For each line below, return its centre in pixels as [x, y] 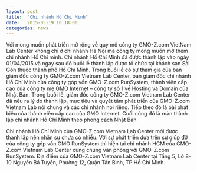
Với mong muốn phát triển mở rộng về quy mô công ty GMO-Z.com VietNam [99, 45]
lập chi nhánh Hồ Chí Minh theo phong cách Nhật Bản [71, 120]
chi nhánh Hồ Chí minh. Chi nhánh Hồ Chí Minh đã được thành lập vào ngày [98, 57]
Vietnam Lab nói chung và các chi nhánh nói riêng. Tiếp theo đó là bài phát [97, 107]
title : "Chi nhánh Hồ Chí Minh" [47, 17]
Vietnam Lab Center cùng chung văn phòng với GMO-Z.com [96, 150]
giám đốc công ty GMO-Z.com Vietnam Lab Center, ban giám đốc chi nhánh [98, 76]
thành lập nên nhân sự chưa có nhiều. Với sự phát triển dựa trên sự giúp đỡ [97, 138]
